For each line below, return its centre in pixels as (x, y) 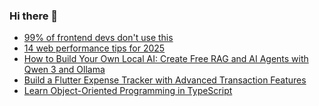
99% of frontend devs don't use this (98, 38)
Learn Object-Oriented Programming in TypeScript (128, 91)
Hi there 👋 (34, 16)
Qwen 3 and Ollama (64, 70)
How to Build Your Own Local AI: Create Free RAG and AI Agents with (166, 59)
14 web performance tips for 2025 (94, 48)
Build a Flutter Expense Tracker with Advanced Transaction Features (165, 80)
